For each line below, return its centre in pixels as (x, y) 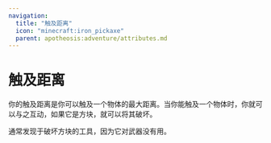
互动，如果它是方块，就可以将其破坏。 (93, 114)
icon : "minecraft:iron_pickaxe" (70, 31)
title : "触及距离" (44, 23)
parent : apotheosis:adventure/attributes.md (92, 38)
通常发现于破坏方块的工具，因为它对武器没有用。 (90, 131)
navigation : (28, 16)
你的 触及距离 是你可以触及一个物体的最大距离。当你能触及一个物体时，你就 (132, 104)
